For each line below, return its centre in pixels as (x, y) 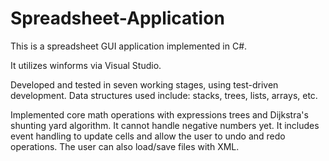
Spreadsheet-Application (117, 18)
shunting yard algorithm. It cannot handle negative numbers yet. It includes (165, 125)
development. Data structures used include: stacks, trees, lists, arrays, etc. (164, 95)
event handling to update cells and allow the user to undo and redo (148, 136)
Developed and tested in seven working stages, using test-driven (144, 84)
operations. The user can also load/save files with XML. (125, 146)
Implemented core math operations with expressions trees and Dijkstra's (159, 114)
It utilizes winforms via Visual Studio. (86, 65)
